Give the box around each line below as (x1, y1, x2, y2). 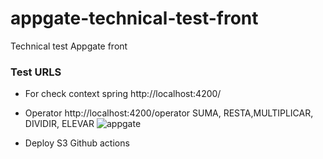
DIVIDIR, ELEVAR (24, 118, 95, 130)
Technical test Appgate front (10, 40, 128, 52)
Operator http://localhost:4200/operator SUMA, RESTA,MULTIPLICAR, (24, 107, 314, 119)
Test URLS (10, 65, 62, 79)
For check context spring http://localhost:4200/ (24, 88, 222, 100)
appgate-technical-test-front (10, 7, 259, 30)
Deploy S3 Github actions (24, 137, 130, 149)
